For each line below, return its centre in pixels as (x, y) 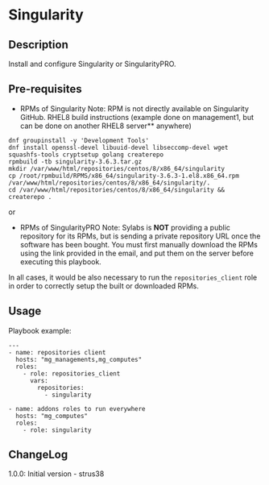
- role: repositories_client (72, 373)
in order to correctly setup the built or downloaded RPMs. (103, 286)
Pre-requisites (45, 89)
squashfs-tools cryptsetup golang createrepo (86, 155)
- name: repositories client (57, 352)
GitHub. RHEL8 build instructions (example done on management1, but (137, 117)
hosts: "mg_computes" (52, 416)
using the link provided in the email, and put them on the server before (137, 253)
